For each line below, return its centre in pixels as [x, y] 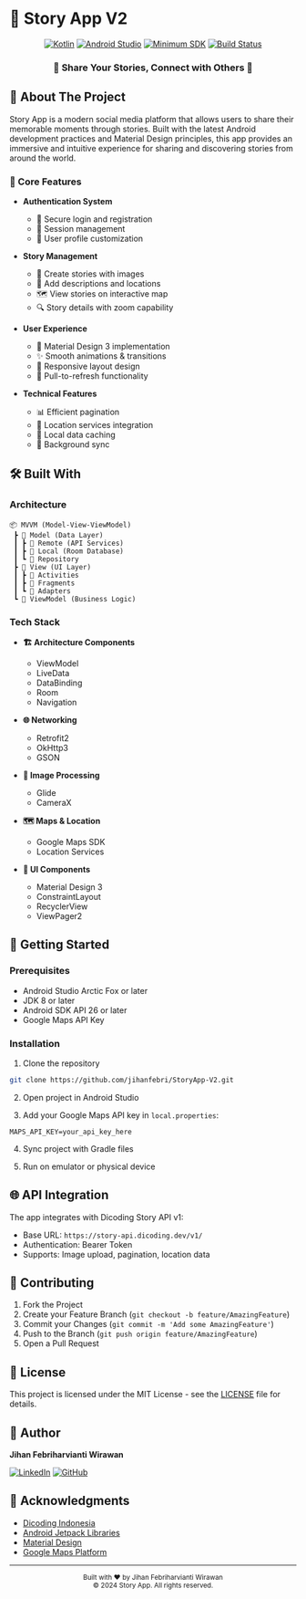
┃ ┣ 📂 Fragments [44, 583]
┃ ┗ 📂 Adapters [42, 591]
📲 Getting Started [60, 945]
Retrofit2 [53, 737]
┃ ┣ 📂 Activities [46, 575]
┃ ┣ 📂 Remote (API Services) [69, 543]
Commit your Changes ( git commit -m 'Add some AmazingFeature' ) [148, 1324]
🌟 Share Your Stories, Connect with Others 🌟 [153, 68]
